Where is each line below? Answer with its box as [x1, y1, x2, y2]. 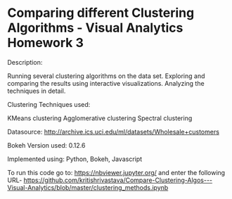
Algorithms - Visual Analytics [7, 20, 183, 36]
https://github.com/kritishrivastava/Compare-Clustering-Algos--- [23, 176, 213, 184]
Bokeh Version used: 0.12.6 [7, 141, 86, 149]
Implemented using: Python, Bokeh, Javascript [7, 155, 143, 163]
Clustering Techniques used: [7, 100, 91, 108]
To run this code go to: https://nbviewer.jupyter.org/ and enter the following [7, 168, 226, 176]
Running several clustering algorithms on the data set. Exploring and [7, 72, 205, 80]
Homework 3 [7, 35, 84, 51]
